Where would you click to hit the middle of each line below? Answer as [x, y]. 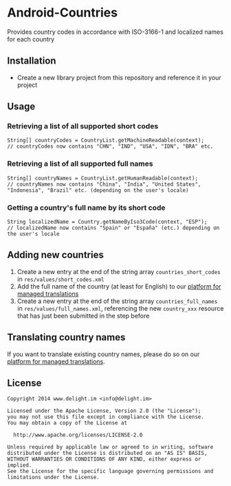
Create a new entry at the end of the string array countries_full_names [117, 301]
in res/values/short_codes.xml [60, 279]
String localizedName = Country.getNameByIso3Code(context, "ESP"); [107, 222]
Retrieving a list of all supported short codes [83, 126]
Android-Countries [63, 13]
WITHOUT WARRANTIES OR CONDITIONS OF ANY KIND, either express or [104, 459]
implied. [20, 465]
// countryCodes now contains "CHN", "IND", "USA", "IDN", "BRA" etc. [110, 146]
